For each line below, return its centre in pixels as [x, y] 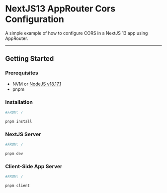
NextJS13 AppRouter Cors [60, 9]
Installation [19, 102]
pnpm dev [14, 153]
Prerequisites [22, 73]
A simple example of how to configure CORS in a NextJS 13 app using [77, 33]
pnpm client [17, 186]
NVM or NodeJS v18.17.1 [37, 84]
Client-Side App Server [34, 166]
